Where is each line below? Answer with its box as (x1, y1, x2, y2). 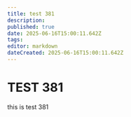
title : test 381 (7, 10, 55, 18)
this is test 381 (7, 102, 49, 111)
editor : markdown (7, 43, 58, 50)
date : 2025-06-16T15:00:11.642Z (7, 29, 102, 37)
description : (7, 17, 46, 24)
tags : (7, 36, 23, 43)
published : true (7, 23, 55, 30)
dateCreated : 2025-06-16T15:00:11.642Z (7, 50, 124, 57)
